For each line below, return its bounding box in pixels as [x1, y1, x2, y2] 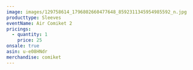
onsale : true [6, 43, 40, 49]
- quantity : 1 [12, 32, 48, 38]
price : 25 [17, 37, 43, 43]
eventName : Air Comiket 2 [6, 20, 72, 26]
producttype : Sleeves [6, 15, 62, 21]
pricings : [6, 26, 32, 32]
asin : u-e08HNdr [6, 49, 48, 55]
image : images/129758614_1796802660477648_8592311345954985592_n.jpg [6, 9, 188, 15]
